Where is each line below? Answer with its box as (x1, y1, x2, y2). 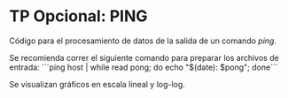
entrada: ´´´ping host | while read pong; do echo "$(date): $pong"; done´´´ (9, 62, 278, 72)
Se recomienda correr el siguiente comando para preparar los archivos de (9, 52, 279, 63)
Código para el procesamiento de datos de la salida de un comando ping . (9, 35, 277, 46)
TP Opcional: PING (9, 6, 148, 26)
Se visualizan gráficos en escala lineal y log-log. (9, 79, 186, 89)
